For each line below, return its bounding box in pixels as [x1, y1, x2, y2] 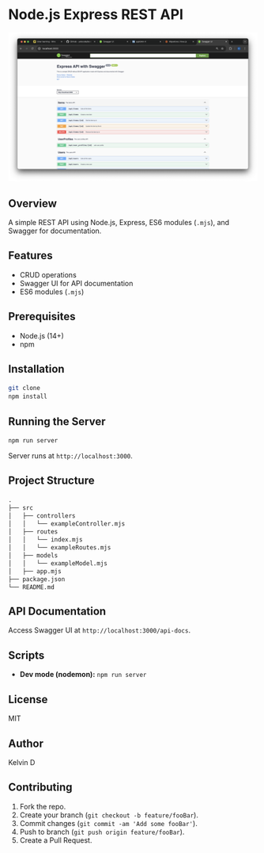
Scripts [8, 648, 45, 662]
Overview [8, 197, 58, 210]
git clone [8, 384, 41, 392]
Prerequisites [8, 310, 76, 323]
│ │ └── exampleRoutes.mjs [8, 543, 111, 552]
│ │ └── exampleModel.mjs [8, 559, 108, 568]
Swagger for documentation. [8, 226, 102, 235]
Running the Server [8, 415, 106, 428]
